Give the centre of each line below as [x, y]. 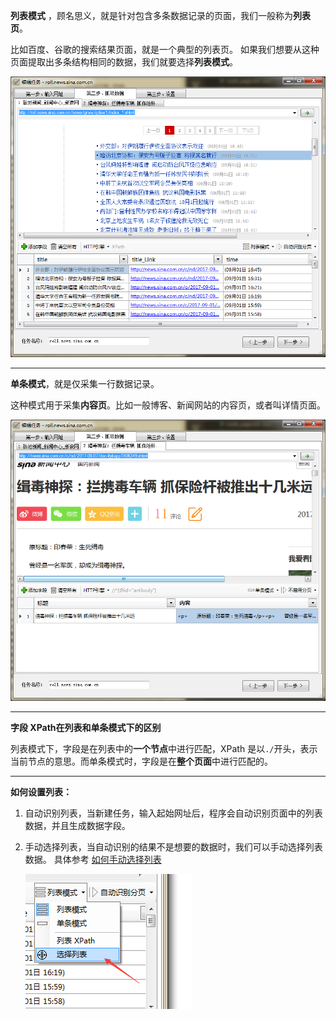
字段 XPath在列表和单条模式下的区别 [86, 727]
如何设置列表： [41, 791]
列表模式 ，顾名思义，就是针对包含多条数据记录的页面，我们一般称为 [151, 15]
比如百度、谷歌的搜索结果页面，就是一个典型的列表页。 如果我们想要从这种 [165, 49]
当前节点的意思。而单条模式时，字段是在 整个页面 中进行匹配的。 [141, 761]
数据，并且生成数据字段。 [77, 825]
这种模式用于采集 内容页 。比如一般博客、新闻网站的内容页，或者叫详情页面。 [168, 405]
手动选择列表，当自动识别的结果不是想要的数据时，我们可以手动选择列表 [173, 846]
